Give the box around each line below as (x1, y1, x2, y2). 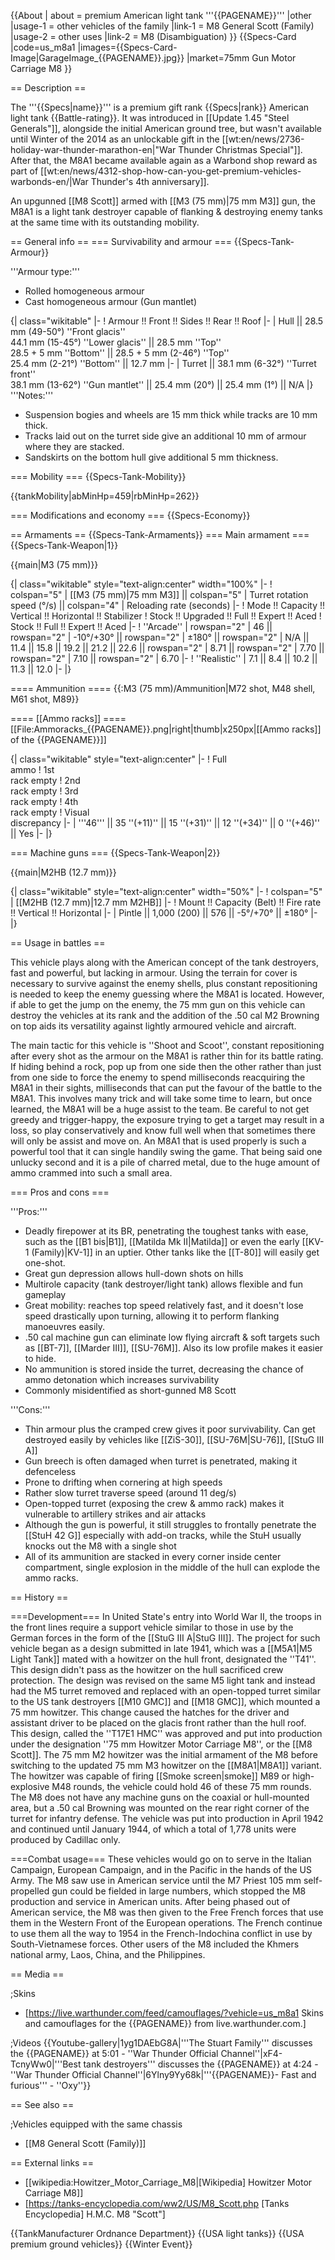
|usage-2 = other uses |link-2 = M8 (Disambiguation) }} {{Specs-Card (10, 31, 297, 42)
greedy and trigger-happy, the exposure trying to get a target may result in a (10, 1114, 325, 1125)
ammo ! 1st (10, 764, 55, 775)
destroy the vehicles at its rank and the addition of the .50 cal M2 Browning (10, 1010, 320, 1021)
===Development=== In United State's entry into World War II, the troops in (10, 1611, 322, 1622)
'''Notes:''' (10, 390, 54, 401)
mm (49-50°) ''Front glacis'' (10, 326, 126, 337)
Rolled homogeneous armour (24, 285, 145, 297)
